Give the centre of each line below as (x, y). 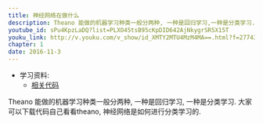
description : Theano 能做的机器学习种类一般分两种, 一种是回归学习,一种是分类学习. (132, 23)
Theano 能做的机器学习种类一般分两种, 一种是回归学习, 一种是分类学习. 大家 (130, 102)
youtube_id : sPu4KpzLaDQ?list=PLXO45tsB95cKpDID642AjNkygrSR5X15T (119, 30)
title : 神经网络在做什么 (44, 15)
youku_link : (27, 37)
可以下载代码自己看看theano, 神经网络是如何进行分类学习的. (104, 111)
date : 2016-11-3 (34, 52)
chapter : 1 (26, 45)
